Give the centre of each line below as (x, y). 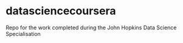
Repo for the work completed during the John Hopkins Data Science (91, 27)
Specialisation (23, 33)
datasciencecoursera (61, 11)
